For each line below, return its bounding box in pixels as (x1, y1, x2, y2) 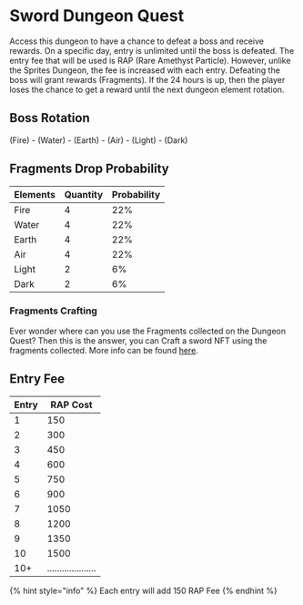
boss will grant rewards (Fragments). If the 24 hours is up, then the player (9, 74, 286, 85)
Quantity (64, 188, 104, 200)
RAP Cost (50, 398, 93, 411)
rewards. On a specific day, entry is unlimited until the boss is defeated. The (9, 45, 295, 56)
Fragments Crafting (9, 304, 98, 317)
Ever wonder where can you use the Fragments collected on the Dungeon (9, 325, 287, 336)
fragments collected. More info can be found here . (9, 344, 198, 355)
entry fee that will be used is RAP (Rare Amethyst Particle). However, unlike (9, 55, 291, 66)
